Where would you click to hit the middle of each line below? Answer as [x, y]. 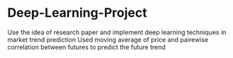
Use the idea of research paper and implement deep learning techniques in [117, 32]
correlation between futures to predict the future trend [87, 47]
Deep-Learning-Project [77, 13]
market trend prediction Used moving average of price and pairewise [108, 39]
